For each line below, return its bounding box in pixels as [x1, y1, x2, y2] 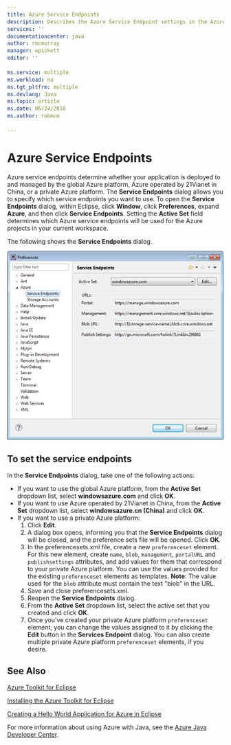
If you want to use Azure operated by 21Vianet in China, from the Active [16, 499, 221, 507]
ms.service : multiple [7, 69, 69, 76]
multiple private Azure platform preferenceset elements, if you [27, 638, 204, 646]
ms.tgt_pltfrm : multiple [7, 83, 78, 91]
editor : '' [7, 55, 38, 62]
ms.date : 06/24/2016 [7, 105, 67, 113]
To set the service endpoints [7, 453, 132, 465]
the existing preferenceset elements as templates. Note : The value [27, 572, 217, 580]
